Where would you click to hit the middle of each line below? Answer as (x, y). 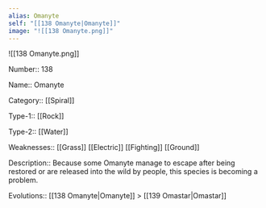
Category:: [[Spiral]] (42, 101)
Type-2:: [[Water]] (38, 132)
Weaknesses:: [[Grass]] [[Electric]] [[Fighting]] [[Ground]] (104, 148)
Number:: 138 (31, 69)
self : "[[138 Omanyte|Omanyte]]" (64, 23)
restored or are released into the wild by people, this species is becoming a (133, 172)
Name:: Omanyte (36, 85)
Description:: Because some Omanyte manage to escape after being (122, 163)
